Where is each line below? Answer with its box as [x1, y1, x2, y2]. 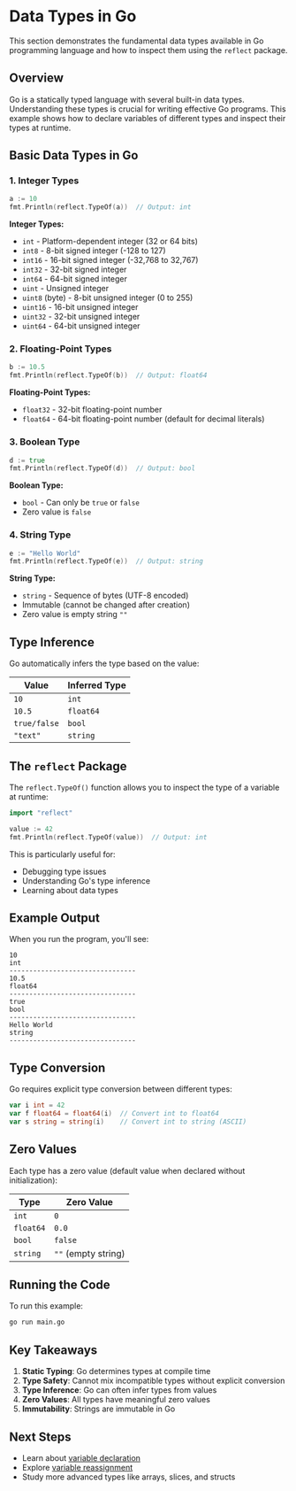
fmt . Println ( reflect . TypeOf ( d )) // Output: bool [9, 464, 196, 473]
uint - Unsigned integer [21, 283, 110, 294]
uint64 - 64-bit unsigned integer [21, 321, 140, 331]
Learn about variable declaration [21, 1452, 141, 1463]
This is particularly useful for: [9, 848, 117, 860]
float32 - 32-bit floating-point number [21, 405, 163, 415]
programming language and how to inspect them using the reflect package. [9, 44, 288, 55]
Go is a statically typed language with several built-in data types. [9, 94, 245, 104]
